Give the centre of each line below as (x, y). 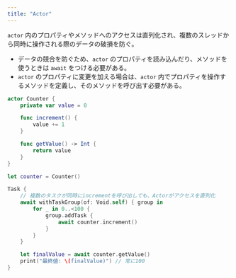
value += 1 (49, 124)
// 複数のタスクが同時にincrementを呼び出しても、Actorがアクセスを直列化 (118, 196)
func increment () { (49, 118)
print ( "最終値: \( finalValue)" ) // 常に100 (83, 261)
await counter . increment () (98, 222)
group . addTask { (69, 215)
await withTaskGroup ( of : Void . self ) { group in (91, 202)
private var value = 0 (54, 105)
